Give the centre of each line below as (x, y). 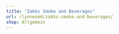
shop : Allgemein (26, 22)
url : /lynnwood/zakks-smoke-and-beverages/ (60, 17)
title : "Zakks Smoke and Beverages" (50, 11)
